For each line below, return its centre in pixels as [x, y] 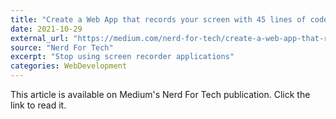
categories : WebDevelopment [69, 66]
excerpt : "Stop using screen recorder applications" [122, 57]
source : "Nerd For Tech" [62, 47]
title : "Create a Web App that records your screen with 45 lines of [158, 19]
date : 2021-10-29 [46, 29]
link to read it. [38, 105]
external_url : [40, 38]
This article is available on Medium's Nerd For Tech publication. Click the [160, 94]
